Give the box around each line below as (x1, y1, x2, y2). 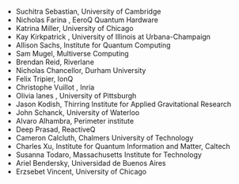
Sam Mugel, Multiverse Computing (15, 49, 129, 58)
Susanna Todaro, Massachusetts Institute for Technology (15, 150, 202, 159)
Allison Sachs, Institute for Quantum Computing (15, 40, 172, 50)
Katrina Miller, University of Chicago (15, 24, 134, 33)
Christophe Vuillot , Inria (15, 82, 95, 92)
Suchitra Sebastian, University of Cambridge (15, 7, 161, 16)
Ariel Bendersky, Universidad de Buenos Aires (15, 159, 166, 167)
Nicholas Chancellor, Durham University (15, 66, 146, 75)
